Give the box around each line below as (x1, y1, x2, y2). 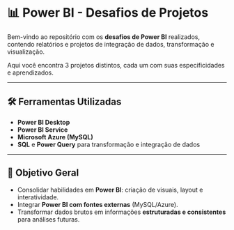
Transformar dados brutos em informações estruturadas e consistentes (17, 208, 226, 216)
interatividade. (17, 192, 59, 201)
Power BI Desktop (17, 118, 70, 126)
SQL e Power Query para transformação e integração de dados (17, 140, 201, 148)
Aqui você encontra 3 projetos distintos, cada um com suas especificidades (7, 61, 225, 69)
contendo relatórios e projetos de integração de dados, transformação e (7, 40, 214, 48)
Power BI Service (17, 125, 68, 134)
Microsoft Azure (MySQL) (17, 132, 94, 141)
